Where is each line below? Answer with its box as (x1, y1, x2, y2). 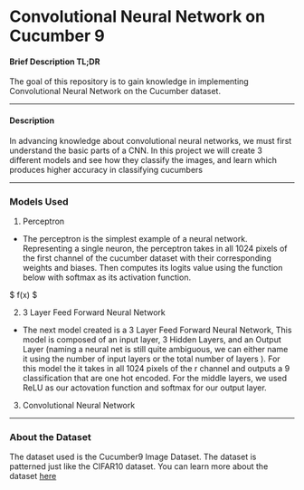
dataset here (9, 471, 57, 482)
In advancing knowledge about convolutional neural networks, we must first (9, 135, 292, 146)
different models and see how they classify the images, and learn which (9, 154, 278, 165)
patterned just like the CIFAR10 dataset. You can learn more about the (9, 461, 269, 472)
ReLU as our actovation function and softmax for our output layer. (22, 382, 267, 393)
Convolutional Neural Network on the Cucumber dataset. (9, 86, 222, 97)
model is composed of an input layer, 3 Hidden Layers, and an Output (22, 333, 282, 345)
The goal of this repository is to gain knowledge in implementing (9, 76, 249, 87)
